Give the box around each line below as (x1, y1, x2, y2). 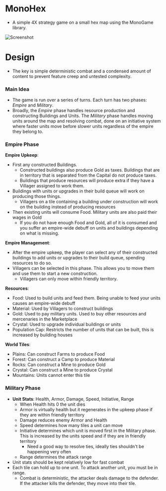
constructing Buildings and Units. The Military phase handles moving (12, 113, 153, 119)
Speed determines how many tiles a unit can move (19, 422, 123, 428)
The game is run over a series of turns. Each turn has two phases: (12, 97, 147, 103)
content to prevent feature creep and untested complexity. (12, 73, 132, 79)
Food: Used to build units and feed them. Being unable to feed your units (12, 295, 161, 301)
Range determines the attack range (19, 454, 92, 460)
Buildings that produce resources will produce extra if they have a (19, 178, 155, 184)
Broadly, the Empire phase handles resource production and (12, 108, 135, 114)
